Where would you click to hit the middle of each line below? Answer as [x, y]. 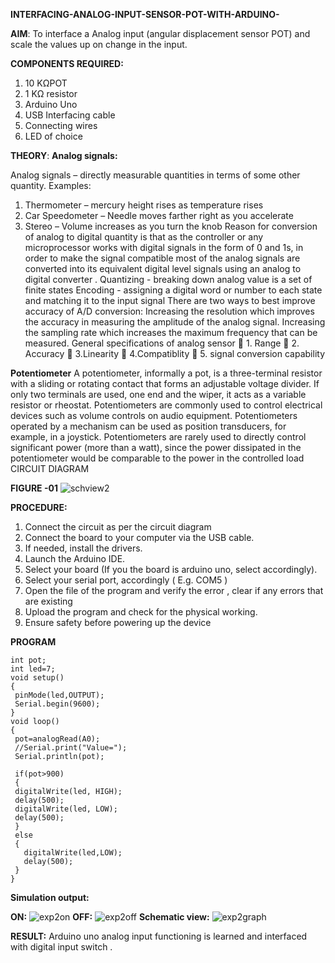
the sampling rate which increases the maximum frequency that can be [171, 332]
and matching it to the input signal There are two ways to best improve [170, 300]
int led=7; [33, 669]
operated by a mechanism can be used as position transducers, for [148, 426]
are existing [48, 601]
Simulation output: [50, 897]
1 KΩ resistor [51, 93]
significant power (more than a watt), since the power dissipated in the [156, 447]
